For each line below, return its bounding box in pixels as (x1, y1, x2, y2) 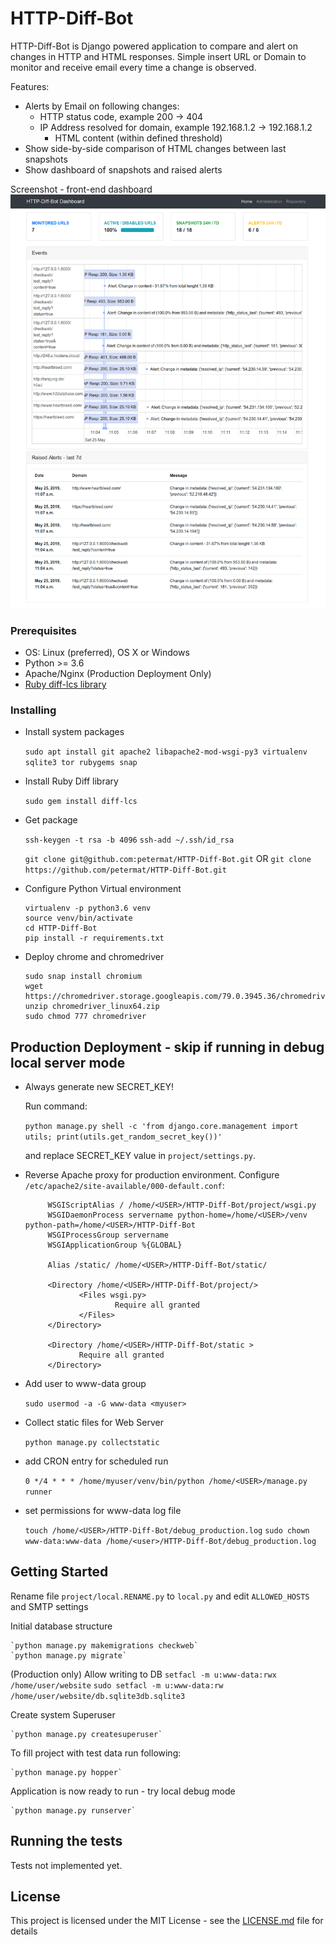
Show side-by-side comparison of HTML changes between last (24, 142, 287, 154)
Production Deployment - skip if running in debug (10, 1038, 325, 1056)
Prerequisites (10, 623, 77, 637)
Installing (10, 703, 57, 717)
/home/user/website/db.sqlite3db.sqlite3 (10, 1691, 186, 1701)
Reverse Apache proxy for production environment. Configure (24, 1169, 280, 1181)
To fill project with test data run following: (10, 1747, 182, 1759)
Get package (24, 814, 78, 826)
